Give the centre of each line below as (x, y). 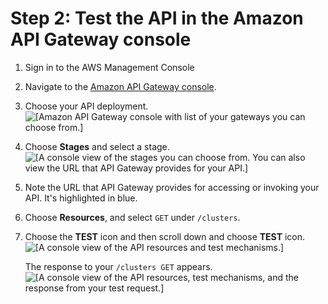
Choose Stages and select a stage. (97, 146)
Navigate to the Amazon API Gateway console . (120, 86)
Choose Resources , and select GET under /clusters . (132, 217)
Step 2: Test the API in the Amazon (157, 18)
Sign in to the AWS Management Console (109, 67)
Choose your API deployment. (86, 106)
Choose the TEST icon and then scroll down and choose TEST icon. (165, 236)
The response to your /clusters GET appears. (118, 266)
